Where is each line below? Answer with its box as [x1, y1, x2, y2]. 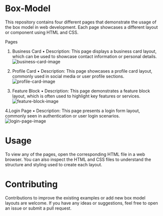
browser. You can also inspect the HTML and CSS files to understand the [5, 157, 151, 162]
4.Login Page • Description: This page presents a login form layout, [5, 108, 140, 114]
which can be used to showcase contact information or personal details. [12, 53, 157, 59]
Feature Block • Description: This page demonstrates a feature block [12, 88, 150, 94]
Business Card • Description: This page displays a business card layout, [12, 48, 157, 54]
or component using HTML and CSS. [5, 29, 79, 35]
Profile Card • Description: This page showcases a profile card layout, [12, 68, 152, 74]
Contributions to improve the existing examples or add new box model [5, 195, 146, 200]
